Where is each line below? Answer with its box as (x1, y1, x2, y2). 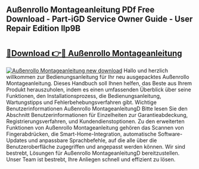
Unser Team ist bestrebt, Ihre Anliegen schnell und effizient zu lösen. (6, 156, 176, 163)
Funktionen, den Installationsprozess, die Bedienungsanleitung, (6, 93, 161, 99)
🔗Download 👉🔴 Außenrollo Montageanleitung (6, 48, 183, 59)
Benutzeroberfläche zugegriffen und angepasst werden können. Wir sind (6, 143, 186, 150)
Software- (157, 131, 183, 137)
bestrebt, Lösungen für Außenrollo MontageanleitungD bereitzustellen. (6, 149, 180, 156)
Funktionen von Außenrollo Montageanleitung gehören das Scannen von (6, 124, 184, 131)
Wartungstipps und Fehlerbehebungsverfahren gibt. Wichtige (6, 99, 157, 106)
